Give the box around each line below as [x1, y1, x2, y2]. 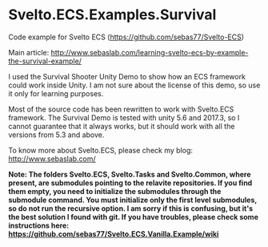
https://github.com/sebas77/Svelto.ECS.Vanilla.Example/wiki [8, 229, 219, 238]
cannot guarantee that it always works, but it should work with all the [8, 121, 235, 131]
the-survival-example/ [8, 56, 82, 66]
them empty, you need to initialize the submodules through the [8, 186, 222, 196]
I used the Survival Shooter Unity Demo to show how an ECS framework [8, 71, 246, 81]
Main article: [8, 47, 50, 57]
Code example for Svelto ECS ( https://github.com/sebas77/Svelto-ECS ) [8, 32, 245, 42]
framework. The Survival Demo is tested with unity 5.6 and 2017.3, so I [8, 112, 240, 122]
